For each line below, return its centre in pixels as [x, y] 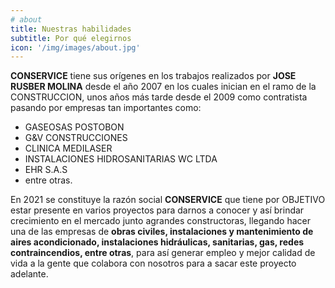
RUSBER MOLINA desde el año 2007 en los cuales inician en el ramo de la [163, 87]
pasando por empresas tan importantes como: [106, 108]
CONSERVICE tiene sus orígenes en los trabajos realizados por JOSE [153, 76]
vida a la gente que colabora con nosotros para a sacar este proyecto [153, 263]
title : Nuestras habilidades [71, 29]
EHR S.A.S [46, 170]
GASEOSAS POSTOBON [74, 127]
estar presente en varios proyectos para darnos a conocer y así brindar [157, 210]
